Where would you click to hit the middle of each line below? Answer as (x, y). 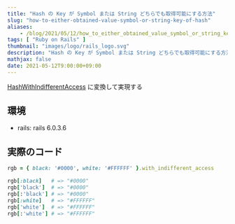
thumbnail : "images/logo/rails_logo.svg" (69, 46)
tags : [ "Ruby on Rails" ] (47, 40)
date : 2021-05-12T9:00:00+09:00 (54, 66)
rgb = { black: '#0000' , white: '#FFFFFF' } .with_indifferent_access (111, 169)
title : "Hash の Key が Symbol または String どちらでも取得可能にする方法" (112, 14)
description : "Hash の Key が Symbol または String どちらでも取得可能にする (114, 53)
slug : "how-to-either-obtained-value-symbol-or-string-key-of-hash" (109, 20)
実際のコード (35, 152)
